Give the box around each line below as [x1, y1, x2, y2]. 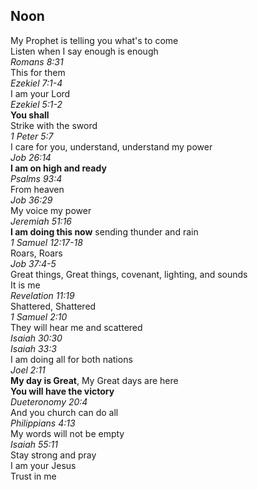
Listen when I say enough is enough [10, 45, 159, 57]
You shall [10, 109, 50, 121]
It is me [10, 279, 41, 291]
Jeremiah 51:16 [10, 215, 73, 227]
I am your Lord [10, 87, 71, 99]
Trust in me [10, 470, 57, 482]
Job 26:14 [10, 151, 52, 163]
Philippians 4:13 [10, 417, 76, 429]
